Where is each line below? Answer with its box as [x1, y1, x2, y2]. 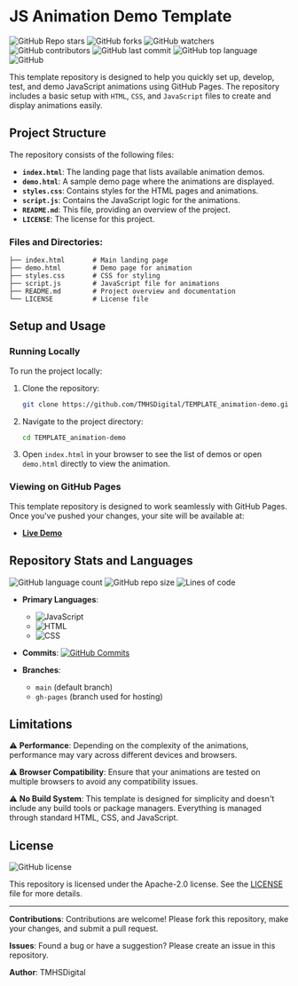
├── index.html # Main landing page [9, 256, 169, 265]
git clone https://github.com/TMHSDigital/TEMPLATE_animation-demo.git [21, 399, 293, 409]
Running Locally [9, 345, 81, 358]
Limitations [9, 716, 73, 731]
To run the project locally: [9, 366, 103, 376]
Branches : [21, 664, 61, 675]
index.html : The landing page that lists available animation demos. [21, 166, 265, 177]
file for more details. [9, 888, 82, 899]
